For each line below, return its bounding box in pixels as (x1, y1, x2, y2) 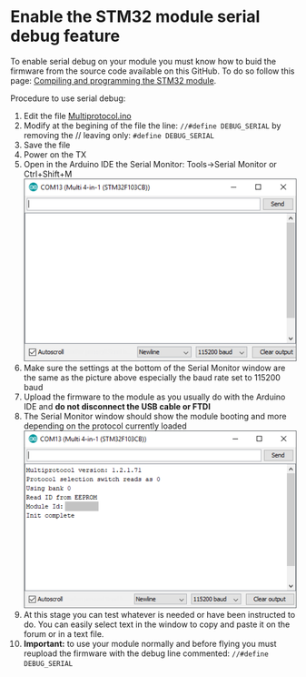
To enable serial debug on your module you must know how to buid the (10, 56, 276, 66)
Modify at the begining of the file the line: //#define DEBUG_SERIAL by (23, 120, 281, 131)
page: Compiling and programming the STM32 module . (10, 75, 217, 86)
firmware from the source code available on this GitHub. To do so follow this (10, 66, 295, 76)
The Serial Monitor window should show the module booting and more (23, 411, 287, 422)
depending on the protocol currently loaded (23, 420, 187, 431)
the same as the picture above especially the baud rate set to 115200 (23, 372, 281, 383)
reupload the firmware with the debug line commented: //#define (23, 648, 269, 659)
